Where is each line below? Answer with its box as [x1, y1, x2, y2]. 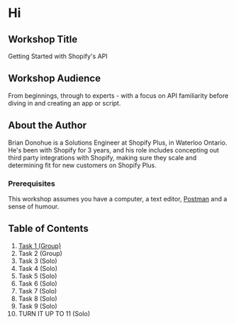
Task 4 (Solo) [18, 264, 58, 272]
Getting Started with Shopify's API [8, 52, 108, 60]
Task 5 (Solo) [18, 272, 57, 280]
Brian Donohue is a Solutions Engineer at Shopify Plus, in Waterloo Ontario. [8, 138, 227, 147]
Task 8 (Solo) [18, 294, 57, 303]
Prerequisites [8, 179, 55, 189]
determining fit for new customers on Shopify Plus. [8, 161, 157, 169]
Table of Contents [8, 223, 89, 235]
